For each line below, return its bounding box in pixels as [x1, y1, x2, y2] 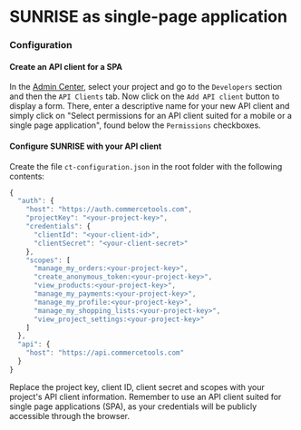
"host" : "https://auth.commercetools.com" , [25, 205, 193, 214]
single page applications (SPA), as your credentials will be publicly [9, 401, 257, 412]
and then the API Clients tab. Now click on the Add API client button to [9, 91, 280, 102]
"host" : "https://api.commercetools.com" [25, 348, 184, 357]
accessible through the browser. [9, 410, 130, 421]
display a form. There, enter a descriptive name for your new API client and [9, 101, 290, 112]
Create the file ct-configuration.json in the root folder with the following [9, 161, 283, 171]
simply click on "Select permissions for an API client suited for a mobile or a [9, 111, 293, 122]
